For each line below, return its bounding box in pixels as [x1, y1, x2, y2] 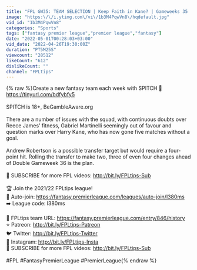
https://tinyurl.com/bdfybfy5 [6, 91, 75, 98]
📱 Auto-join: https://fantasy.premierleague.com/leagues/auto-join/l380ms [6, 193, 185, 200]
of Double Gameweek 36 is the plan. [6, 160, 95, 167]
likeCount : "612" [6, 58, 49, 63]
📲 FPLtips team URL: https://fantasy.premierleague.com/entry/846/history [6, 215, 185, 222]
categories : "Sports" [6, 25, 59, 31]
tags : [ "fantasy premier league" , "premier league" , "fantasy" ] [6, 31, 162, 36]
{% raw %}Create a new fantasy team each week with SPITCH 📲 [6, 85, 163, 92]
